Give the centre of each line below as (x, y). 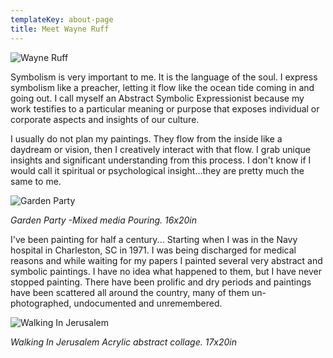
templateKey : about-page (62, 19)
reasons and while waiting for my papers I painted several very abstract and (166, 260)
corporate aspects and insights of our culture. (105, 119)
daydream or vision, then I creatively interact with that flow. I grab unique (160, 149)
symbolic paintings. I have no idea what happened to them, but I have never (166, 271)
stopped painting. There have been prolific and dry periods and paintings (161, 282)
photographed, (41, 303)
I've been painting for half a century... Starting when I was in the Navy (154, 239)
